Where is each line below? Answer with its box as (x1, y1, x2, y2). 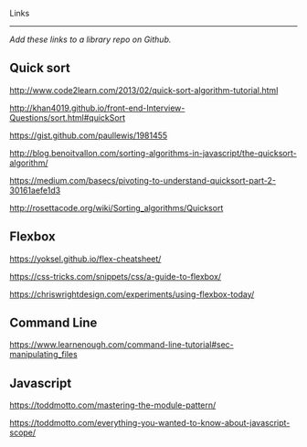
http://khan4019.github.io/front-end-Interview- (9, 102, 185, 113)
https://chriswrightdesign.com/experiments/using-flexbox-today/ (9, 288, 255, 300)
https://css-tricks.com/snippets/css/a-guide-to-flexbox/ (9, 271, 222, 282)
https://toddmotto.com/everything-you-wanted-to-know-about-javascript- (9, 418, 291, 429)
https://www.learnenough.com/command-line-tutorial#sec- (9, 339, 235, 350)
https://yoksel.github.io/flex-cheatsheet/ (9, 253, 162, 264)
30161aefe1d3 (9, 185, 61, 196)
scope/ (9, 427, 37, 438)
